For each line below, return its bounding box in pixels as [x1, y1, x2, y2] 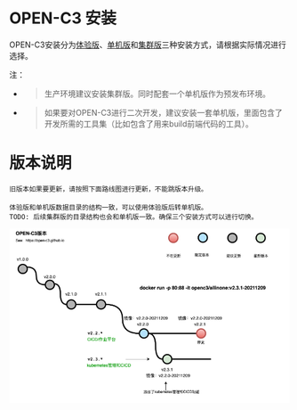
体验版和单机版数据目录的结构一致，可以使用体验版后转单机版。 [9, 202, 208, 212]
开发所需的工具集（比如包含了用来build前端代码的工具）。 [44, 118, 253, 129]
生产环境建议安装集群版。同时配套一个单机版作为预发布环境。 [44, 88, 271, 99]
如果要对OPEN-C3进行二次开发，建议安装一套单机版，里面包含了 [44, 107, 283, 118]
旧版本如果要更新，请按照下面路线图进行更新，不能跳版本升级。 [9, 184, 208, 193]
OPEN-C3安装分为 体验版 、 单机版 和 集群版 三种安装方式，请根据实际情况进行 [9, 39, 286, 50]
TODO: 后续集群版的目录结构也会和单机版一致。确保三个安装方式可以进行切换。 [9, 212, 259, 221]
